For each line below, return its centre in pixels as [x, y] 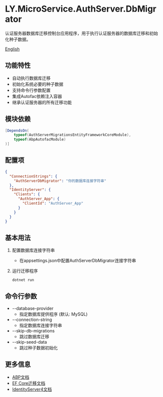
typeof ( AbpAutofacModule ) [40, 140]
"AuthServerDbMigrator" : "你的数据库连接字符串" [60, 181]
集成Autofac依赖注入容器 [37, 96]
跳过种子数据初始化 [39, 348]
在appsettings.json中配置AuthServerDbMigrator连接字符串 [78, 261]
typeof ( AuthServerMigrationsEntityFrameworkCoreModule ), [73, 135]
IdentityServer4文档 [32, 389]
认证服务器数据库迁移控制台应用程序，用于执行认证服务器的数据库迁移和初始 [81, 33]
